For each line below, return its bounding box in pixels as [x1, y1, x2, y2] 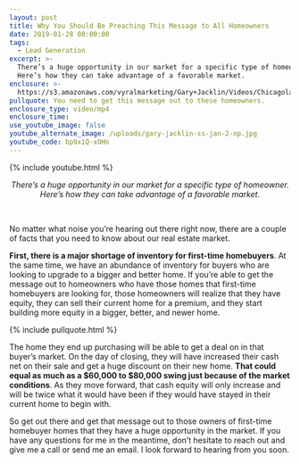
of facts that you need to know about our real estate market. [9, 233, 230, 244]
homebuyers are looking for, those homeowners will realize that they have [9, 287, 281, 299]
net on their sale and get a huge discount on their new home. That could [9, 360, 277, 371]
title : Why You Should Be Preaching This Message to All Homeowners [9, 21, 270, 30]
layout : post [9, 12, 58, 22]
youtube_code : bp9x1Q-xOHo [9, 137, 110, 146]
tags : [9, 37, 29, 47]
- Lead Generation [17, 46, 87, 55]
